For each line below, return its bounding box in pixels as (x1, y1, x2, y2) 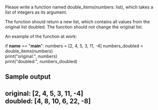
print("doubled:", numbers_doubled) (5, 59, 78, 64)
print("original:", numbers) (5, 53, 58, 59)
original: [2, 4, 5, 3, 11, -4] (5, 89, 84, 97)
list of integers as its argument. (5, 9, 67, 15)
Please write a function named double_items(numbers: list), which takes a (5, 4, 154, 10)
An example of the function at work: (5, 34, 77, 39)
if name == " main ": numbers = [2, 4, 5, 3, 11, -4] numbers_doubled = (5, 43, 143, 48)
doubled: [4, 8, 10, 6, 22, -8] (5, 97, 91, 105)
